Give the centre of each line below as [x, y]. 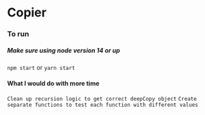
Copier [27, 13]
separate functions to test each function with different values [102, 105]
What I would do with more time [53, 83]
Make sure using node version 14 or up [64, 50]
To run [18, 34]
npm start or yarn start [41, 68]
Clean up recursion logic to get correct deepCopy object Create [102, 99]
